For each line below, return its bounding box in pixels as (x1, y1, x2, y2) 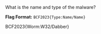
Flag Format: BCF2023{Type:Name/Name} (5, 14, 86, 19)
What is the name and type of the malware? (5, 4, 96, 10)
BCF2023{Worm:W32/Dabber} (5, 23, 69, 29)
